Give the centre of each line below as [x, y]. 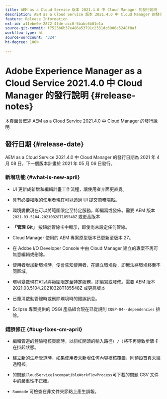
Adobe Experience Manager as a [74, 71]
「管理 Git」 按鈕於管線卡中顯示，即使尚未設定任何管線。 [71, 227]
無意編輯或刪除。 [30, 254]
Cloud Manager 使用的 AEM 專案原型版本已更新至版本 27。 [73, 238]
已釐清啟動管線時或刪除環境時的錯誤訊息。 [56, 298]
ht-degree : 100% [22, 42]
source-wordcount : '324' [31, 38]
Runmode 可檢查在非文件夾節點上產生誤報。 [56, 392]
